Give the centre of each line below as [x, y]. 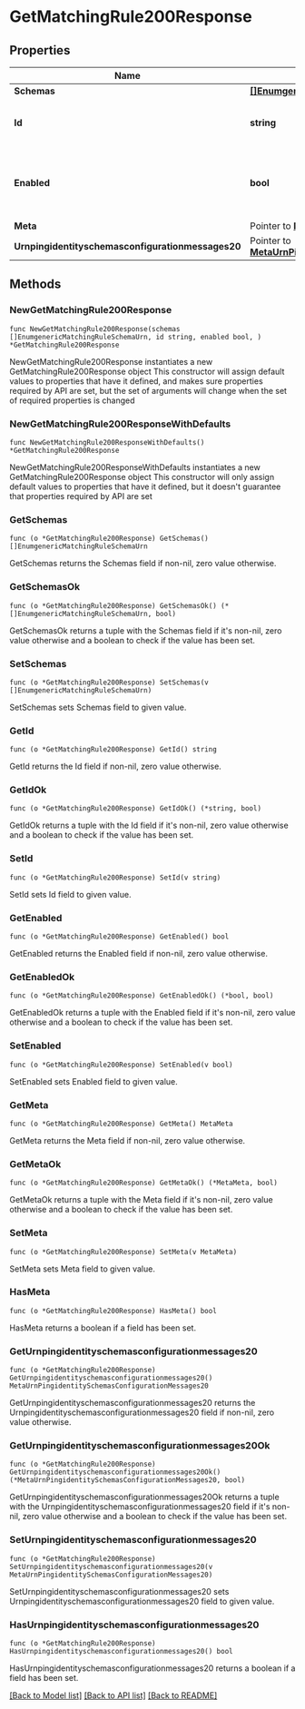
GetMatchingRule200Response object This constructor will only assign [142, 476]
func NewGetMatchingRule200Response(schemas [95, 329]
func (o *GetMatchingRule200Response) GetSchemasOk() [113, 605]
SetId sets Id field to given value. [70, 894]
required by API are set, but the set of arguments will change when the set [148, 390]
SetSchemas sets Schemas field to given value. [98, 707]
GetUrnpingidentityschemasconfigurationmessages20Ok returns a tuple [144, 1497]
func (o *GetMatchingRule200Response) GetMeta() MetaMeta [121, 1124]
